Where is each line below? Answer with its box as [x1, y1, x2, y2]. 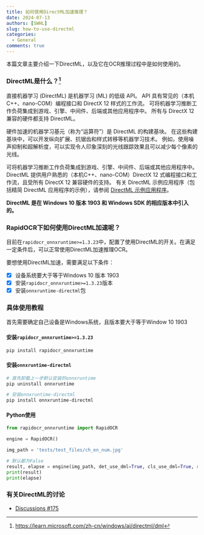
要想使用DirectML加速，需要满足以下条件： [6, 259, 114, 266]
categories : [6, 32, 36, 38]
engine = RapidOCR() [6, 436, 59, 442]
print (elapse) [6, 475, 42, 481]
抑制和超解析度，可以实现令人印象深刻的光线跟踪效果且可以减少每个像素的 [11, 143, 198, 150]
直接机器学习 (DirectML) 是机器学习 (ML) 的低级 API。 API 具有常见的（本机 [6, 92, 195, 99]
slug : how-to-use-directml [6, 26, 75, 32]
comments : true [6, 43, 45, 49]
